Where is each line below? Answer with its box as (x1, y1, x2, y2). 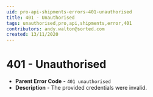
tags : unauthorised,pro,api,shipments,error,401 (6, 20, 132, 26)
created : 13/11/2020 (6, 32, 59, 38)
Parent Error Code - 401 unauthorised (15, 78, 111, 85)
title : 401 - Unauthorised (6, 15, 75, 21)
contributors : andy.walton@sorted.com (6, 25, 105, 32)
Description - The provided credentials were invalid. (15, 84, 148, 92)
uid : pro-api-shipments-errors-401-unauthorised (6, 8, 132, 15)
